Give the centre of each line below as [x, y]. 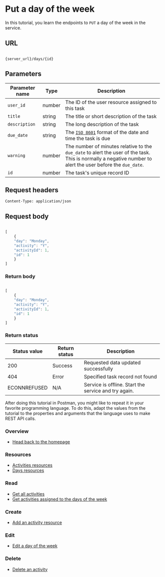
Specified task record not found [120, 376]
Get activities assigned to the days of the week [59, 499]
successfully [98, 368]
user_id [16, 105]
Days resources [28, 471]
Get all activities [28, 494]
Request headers [32, 190]
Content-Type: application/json [38, 201]
